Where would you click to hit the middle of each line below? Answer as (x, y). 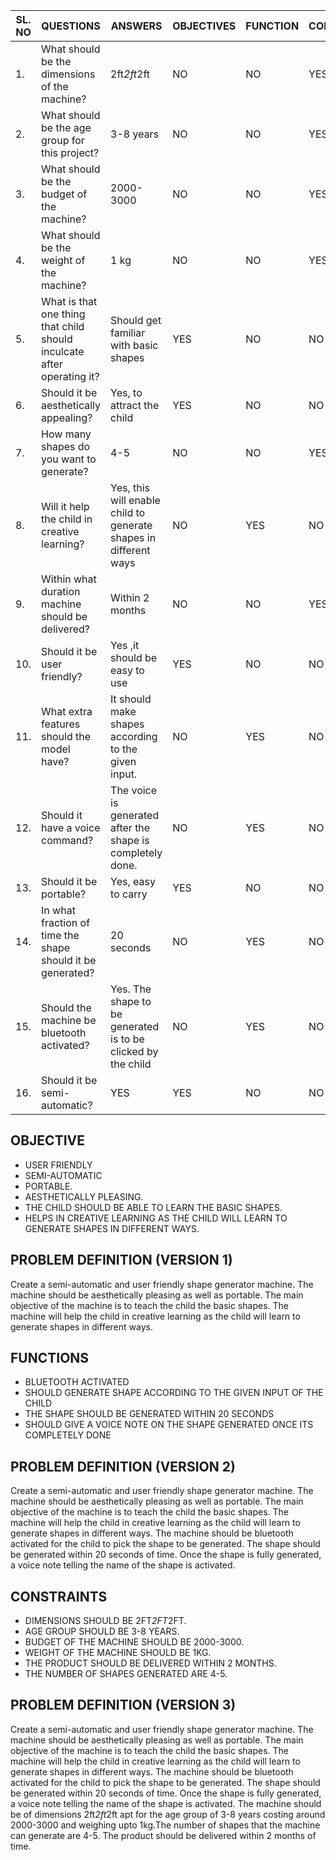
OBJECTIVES (204, 26)
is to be (127, 1039)
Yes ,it (125, 645)
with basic (134, 345)
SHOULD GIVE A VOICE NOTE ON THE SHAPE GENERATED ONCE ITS (169, 1425)
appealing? (67, 417)
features (61, 724)
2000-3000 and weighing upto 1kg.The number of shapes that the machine (165, 1825)
